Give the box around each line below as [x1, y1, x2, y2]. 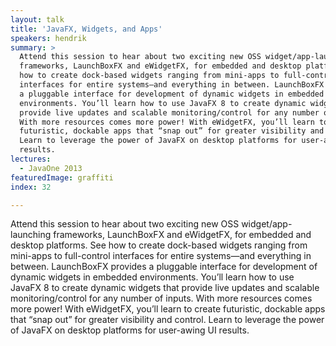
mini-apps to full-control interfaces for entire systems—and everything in [10, 250, 312, 262]
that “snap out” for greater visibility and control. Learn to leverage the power [10, 314, 325, 326]
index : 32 [10, 182, 52, 192]
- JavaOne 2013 [19, 163, 83, 173]
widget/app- [241, 218, 293, 230]
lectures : [10, 154, 52, 164]
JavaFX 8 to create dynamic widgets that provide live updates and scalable [10, 282, 320, 294]
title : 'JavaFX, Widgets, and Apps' [10, 24, 163, 34]
